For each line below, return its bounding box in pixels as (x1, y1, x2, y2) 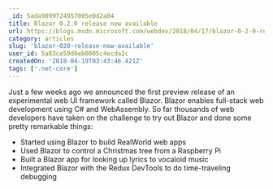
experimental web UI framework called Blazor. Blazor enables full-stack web (8, 95, 264, 105)
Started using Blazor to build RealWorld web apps (19, 137, 187, 147)
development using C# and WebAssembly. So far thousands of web (8, 104, 235, 114)
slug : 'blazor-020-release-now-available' (8, 42, 154, 50)
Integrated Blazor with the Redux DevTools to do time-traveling (19, 163, 232, 173)
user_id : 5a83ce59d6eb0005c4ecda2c (8, 49, 129, 58)
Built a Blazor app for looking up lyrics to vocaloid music (19, 154, 209, 164)
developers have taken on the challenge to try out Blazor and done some (8, 113, 252, 122)
